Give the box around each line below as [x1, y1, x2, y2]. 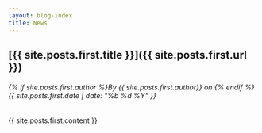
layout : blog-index [8, 11, 73, 20]
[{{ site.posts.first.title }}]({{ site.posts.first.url [8, 48, 248, 62]
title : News [8, 19, 48, 27]
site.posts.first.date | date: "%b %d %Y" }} [15, 91, 156, 101]
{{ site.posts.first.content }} [8, 116, 98, 125]
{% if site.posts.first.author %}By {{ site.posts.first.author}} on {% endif [8, 82, 244, 92]
